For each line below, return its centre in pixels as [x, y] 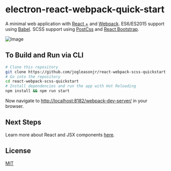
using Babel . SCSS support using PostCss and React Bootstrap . [72, 29]
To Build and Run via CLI [44, 55]
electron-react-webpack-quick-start [85, 9]
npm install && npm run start [38, 91]
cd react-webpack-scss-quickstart [42, 81]
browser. [15, 106]
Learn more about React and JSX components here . [60, 135]
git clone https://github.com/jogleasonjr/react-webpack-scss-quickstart [86, 72]
